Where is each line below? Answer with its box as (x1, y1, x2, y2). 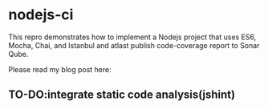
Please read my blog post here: (8, 64, 112, 74)
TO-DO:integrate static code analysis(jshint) (8, 88, 235, 102)
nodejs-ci (8, 6, 74, 24)
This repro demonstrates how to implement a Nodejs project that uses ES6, (8, 32, 257, 42)
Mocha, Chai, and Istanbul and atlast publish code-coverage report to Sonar (8, 40, 260, 50)
